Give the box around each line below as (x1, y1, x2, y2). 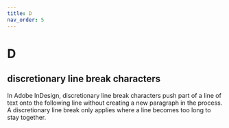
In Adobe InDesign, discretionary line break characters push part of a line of (7, 91, 221, 99)
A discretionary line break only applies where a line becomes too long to (7, 105, 211, 114)
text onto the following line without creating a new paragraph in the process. (7, 99, 223, 107)
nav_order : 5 (7, 16, 45, 23)
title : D (7, 10, 32, 17)
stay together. (7, 113, 47, 121)
